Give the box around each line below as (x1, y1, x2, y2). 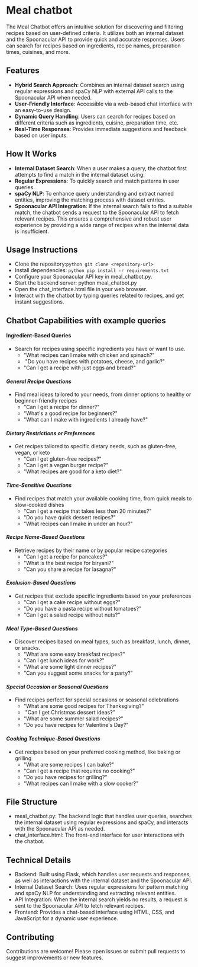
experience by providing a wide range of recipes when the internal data (14, 221, 189, 228)
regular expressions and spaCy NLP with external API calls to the (14, 87, 173, 95)
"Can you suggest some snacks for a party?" (23, 669, 133, 676)
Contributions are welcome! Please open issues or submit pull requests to (6, 948, 186, 955)
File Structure (6, 797, 57, 807)
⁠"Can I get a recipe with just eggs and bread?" (23, 364, 136, 371)
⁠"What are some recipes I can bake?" (23, 761, 115, 768)
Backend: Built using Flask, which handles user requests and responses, (14, 871, 191, 878)
